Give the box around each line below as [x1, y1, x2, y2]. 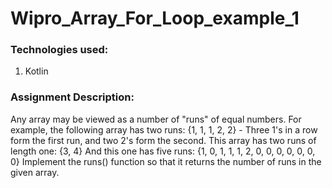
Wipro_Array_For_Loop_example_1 [10, 7, 300, 30]
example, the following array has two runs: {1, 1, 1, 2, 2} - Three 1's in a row [10, 123, 318, 136]
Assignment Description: [10, 90, 135, 104]
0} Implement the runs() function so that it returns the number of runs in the [10, 155, 322, 167]
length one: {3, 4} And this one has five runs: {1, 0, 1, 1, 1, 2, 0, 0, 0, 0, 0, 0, [10, 145, 316, 157]
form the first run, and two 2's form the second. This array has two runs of [10, 134, 317, 146]
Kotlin [24, 65, 49, 77]
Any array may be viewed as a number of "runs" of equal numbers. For [10, 113, 302, 125]
